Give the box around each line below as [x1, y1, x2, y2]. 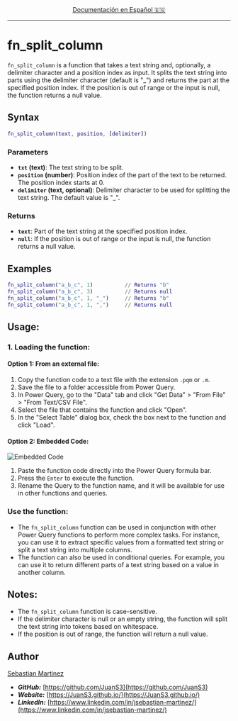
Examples [7, 262, 52, 274]
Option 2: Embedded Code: [7, 437, 89, 445]
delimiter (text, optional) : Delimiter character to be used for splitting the [17, 186, 230, 194]
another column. [17, 568, 66, 576]
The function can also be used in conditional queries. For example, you [17, 553, 225, 561]
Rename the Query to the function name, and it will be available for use [17, 481, 225, 490]
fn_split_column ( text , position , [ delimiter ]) [7, 130, 147, 138]
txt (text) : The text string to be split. [17, 163, 124, 172]
